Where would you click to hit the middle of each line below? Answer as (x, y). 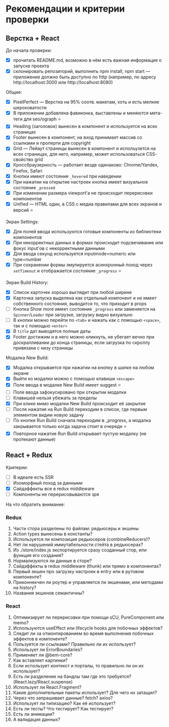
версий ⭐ (23, 210)
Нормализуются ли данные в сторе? (52, 561)
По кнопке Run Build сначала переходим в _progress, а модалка (82, 420)
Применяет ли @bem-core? (43, 655)
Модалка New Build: (27, 358)
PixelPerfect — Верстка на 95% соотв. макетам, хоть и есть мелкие (86, 102)
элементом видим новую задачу (48, 415)
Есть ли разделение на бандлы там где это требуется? (72, 676)
